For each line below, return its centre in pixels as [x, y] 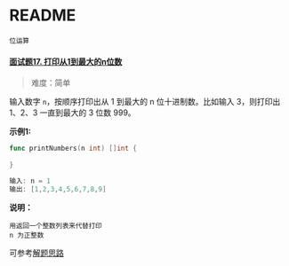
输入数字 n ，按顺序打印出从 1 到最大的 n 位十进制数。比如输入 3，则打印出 [145, 102]
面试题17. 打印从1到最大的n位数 [66, 61]
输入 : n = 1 [30, 181]
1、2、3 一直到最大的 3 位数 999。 [72, 113]
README [43, 16]
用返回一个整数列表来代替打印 [56, 226]
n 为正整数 [27, 235]
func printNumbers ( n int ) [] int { [73, 149]
